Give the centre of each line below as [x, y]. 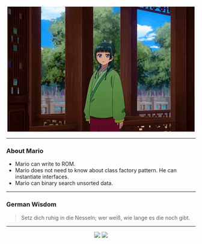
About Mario [25, 151]
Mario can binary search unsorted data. [64, 183]
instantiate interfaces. [42, 177]
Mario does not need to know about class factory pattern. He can [96, 170]
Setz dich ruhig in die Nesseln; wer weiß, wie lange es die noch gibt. [106, 217]
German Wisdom [32, 204]
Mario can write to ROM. [45, 164]
